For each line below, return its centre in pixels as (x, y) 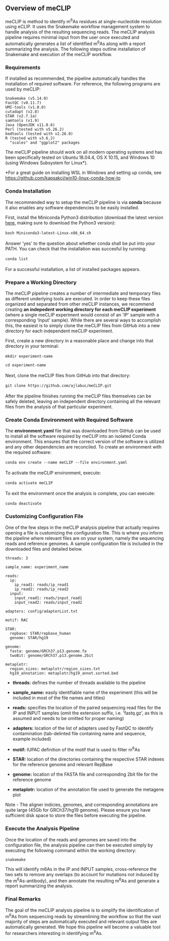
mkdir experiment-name (29, 356)
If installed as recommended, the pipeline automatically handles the (75, 78)
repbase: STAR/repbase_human (40, 633)
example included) (32, 739)
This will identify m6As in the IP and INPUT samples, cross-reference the (81, 869)
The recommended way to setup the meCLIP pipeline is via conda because (83, 202)
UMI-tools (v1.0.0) (26, 107)
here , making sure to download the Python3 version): (61, 222)
